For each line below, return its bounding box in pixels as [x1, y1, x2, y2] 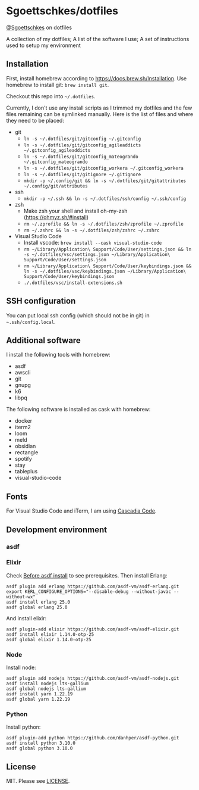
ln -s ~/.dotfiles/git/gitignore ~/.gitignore [23, 171, 141, 177]
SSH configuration [6, 296, 76, 306]
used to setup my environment [6, 42, 81, 49]
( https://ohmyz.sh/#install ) [23, 213, 89, 221]
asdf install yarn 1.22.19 [6, 691, 73, 697]
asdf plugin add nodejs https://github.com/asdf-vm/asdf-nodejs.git [6, 676, 179, 682]
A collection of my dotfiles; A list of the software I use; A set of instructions [6, 35, 189, 42]
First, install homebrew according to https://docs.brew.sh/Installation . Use [6, 74, 187, 82]
